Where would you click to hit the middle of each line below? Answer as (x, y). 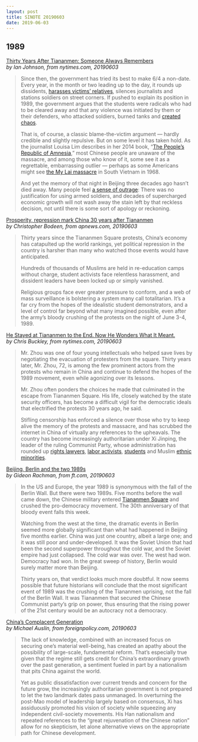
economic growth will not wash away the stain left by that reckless (101, 203)
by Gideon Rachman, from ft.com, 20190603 (61, 476)
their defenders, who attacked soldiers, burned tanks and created (100, 117)
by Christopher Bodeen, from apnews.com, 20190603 (72, 226)
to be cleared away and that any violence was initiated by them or (101, 110)
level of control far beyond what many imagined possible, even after (103, 311)
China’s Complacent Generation (45, 622)
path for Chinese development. (58, 733)
